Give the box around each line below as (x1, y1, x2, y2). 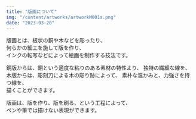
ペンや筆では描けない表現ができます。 (6, 107, 100, 114)
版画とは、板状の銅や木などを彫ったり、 (6, 37, 106, 44)
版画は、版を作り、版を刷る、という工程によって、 (6, 99, 131, 107)
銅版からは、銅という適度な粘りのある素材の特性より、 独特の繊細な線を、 (6, 64, 191, 71)
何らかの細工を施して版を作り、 (6, 44, 85, 51)
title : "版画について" (6, 8, 57, 15)
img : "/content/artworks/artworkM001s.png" (6, 14, 117, 20)
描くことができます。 (6, 87, 59, 94)
